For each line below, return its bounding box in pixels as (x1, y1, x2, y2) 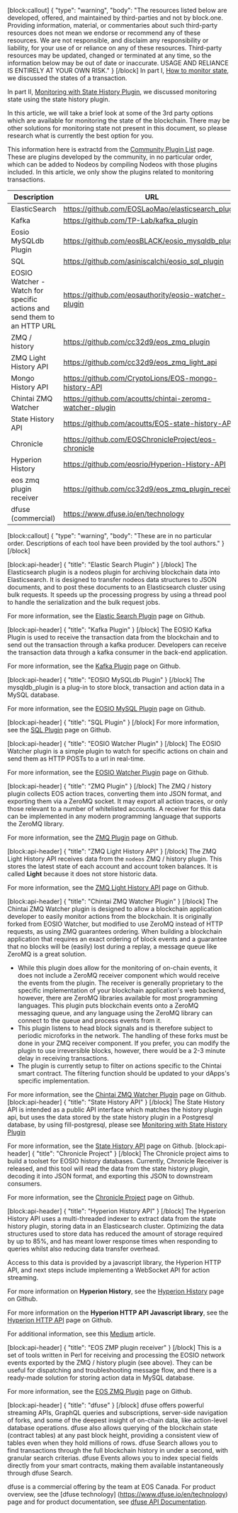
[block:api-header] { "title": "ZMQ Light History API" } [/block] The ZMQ (7, 847, 217, 855)
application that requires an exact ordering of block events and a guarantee (7, 935, 227, 943)
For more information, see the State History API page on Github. (7, 1141, 193, 1150)
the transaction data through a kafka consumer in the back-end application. (7, 648, 228, 657)
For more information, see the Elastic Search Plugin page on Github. (7, 612, 205, 620)
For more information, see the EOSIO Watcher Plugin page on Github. (7, 769, 209, 776)
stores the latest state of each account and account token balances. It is (7, 862, 218, 871)
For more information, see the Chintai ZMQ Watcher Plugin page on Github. (7, 1090, 227, 1098)
